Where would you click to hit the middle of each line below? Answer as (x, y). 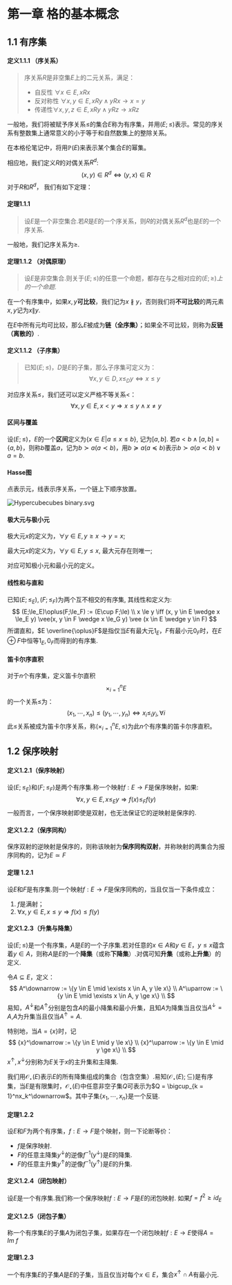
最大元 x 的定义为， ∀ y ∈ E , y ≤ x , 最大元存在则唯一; (80, 551)
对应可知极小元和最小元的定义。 (52, 565)
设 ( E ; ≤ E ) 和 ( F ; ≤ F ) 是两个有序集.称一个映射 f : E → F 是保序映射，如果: (103, 788)
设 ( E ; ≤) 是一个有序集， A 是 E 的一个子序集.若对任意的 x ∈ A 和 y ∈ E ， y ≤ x (110, 945)
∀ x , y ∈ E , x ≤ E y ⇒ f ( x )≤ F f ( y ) (116, 800)
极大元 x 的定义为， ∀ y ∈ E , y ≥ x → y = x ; (66, 536)
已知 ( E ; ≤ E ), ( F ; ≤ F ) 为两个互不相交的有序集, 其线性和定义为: (90, 600)
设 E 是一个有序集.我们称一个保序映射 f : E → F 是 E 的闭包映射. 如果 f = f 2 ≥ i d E (115, 1198)
